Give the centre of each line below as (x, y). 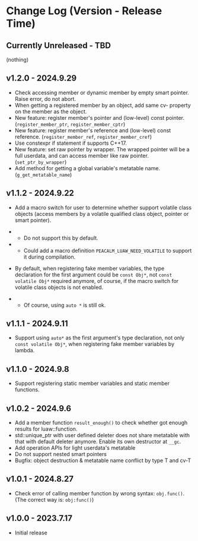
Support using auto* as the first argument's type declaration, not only (100, 338)
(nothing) (17, 60)
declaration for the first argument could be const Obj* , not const (93, 275)
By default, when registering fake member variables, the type (90, 268)
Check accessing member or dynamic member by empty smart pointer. (102, 93)
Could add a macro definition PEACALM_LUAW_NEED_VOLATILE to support (108, 250)
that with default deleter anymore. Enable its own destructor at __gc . (98, 442)
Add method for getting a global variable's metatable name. (87, 168)
